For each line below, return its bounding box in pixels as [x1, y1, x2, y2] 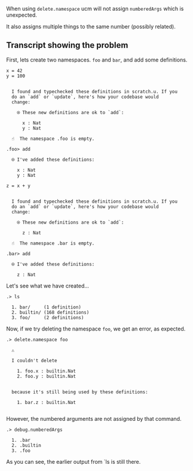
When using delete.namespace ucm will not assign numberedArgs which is [6, 5, 184, 12]
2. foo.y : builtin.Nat [17, 373, 76, 379]
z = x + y [6, 182, 31, 189]
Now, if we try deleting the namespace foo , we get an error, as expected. [6, 325, 186, 332]
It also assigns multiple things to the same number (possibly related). [6, 23, 176, 30]
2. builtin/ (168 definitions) [11, 309, 90, 316]
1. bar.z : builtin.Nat [17, 399, 76, 405]
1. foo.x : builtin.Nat [17, 368, 76, 374]
